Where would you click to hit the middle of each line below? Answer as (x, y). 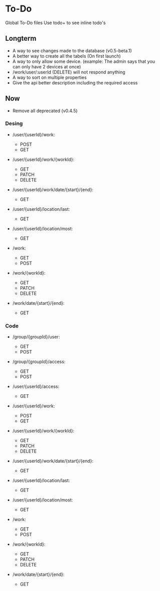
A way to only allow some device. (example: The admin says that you (84, 61)
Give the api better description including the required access (75, 82)
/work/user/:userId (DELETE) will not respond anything (69, 72)
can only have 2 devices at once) (47, 66)
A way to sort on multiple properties (49, 77)
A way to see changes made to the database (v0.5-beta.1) (72, 50)
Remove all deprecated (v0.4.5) (45, 111)
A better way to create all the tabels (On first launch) (67, 56)
